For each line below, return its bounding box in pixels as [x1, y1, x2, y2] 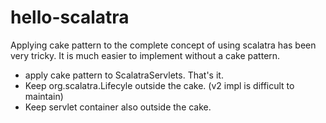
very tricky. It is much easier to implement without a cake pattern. [10, 49, 281, 61]
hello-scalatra [10, 6, 130, 29]
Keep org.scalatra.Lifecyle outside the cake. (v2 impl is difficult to [24, 79, 295, 91]
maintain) [24, 90, 64, 102]
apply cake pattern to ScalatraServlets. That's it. [24, 69, 224, 81]
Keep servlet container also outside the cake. [24, 101, 212, 113]
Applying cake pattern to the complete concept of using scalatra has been [10, 39, 317, 51]
